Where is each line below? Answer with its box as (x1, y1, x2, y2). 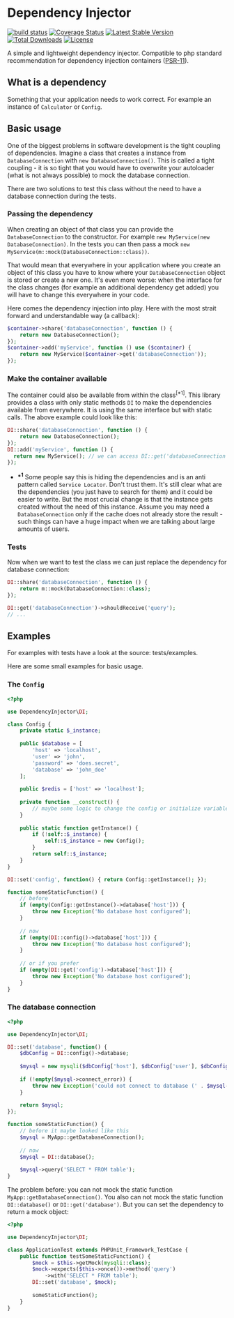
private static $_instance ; (19, 727, 101, 734)
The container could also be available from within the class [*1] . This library (7, 389, 221, 399)
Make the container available (7, 374, 107, 384)
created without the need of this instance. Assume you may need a (17, 502, 210, 511)
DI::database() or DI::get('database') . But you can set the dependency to (7, 1200, 224, 1208)
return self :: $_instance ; (32, 851, 108, 858)
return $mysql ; (19, 1102, 64, 1109)
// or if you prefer (19, 960, 79, 967)
